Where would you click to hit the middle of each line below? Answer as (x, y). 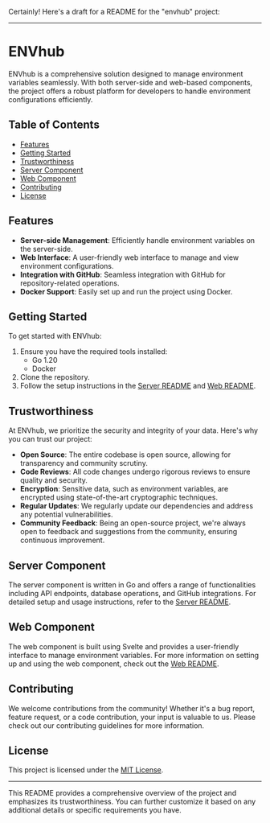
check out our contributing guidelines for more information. (106, 725)
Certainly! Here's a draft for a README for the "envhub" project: (114, 12)
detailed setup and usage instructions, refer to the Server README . (120, 602)
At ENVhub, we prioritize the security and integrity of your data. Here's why (133, 430)
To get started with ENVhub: (55, 336)
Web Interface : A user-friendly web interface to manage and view (129, 257)
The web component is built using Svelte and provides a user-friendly (124, 646)
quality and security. (54, 480)
